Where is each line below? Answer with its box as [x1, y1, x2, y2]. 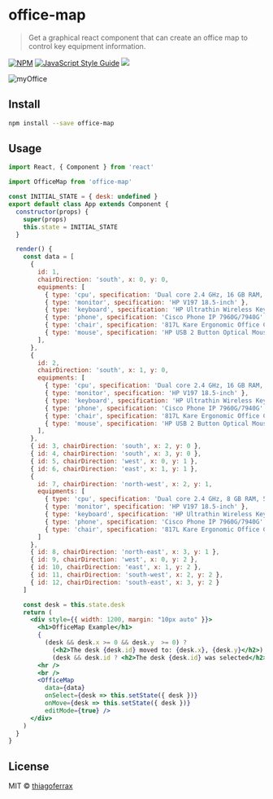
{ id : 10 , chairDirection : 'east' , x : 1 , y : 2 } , [29, 564, 201, 572]
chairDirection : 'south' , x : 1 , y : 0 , [37, 367, 169, 375]
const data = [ [23, 252, 75, 261]
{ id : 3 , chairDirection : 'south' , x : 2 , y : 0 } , [29, 442, 201, 450]
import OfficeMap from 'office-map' [8, 178, 132, 187]
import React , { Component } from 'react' [8, 163, 154, 172]
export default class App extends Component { [8, 200, 169, 209]
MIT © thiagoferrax [8, 781, 73, 791]
